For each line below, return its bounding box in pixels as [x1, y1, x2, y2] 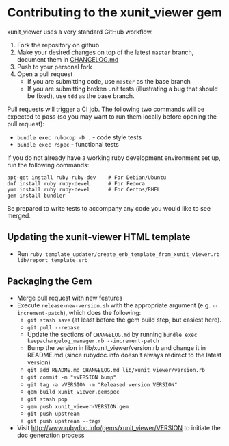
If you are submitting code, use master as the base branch [27, 77, 191, 85]
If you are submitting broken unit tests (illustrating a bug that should [27, 84, 219, 93]
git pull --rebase [27, 324, 80, 331]
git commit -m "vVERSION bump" [27, 374, 117, 381]
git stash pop [27, 396, 68, 403]
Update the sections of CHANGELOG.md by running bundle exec [27, 330, 198, 338]
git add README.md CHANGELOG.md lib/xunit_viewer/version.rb [27, 366, 205, 373]
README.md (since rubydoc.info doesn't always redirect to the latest [27, 351, 222, 359]
